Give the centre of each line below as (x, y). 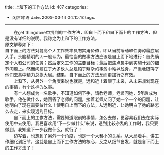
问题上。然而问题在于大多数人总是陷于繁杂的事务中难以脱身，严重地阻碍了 (84, 69)
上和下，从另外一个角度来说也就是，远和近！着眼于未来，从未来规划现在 (86, 81)
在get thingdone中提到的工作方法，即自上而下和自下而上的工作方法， (83, 32)
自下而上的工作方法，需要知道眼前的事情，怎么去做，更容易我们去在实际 (86, 117)
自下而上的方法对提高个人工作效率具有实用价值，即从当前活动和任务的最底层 (82, 51)
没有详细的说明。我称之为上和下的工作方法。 (54, 38)
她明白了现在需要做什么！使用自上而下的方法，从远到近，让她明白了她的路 (80, 105)
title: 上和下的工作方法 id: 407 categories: (47, 7)
